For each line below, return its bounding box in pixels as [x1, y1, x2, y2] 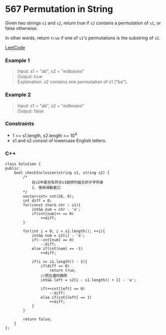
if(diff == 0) [40, 263, 70, 268]
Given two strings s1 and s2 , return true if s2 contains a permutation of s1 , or [5, 20, 161, 26]
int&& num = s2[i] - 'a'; [31, 233, 85, 238]
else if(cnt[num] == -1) [31, 246, 83, 251]
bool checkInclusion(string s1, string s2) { [14, 170, 110, 175]
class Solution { [5, 161, 41, 166]
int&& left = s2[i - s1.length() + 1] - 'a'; [40, 277, 136, 282]
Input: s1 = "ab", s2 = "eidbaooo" [17, 68, 85, 74]
